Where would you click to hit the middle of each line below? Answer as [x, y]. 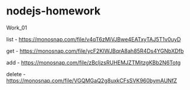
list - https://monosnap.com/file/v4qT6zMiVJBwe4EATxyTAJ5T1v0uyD [94, 39]
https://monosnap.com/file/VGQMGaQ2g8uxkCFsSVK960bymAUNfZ [92, 80]
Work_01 [17, 28]
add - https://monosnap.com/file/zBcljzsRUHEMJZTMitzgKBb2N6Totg [93, 62]
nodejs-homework [54, 11]
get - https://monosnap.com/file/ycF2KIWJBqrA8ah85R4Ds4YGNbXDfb [95, 51]
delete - [16, 74]
